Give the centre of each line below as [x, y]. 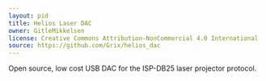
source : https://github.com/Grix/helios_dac [84, 46]
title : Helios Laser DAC [50, 23]
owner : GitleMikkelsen [46, 30]
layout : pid [28, 16]
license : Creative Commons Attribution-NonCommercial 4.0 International [133, 38]
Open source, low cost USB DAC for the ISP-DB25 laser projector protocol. [133, 68]
